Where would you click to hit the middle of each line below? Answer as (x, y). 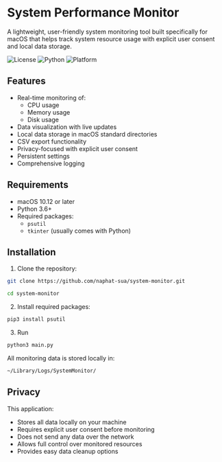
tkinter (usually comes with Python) (79, 231)
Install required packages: (53, 307)
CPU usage (43, 105)
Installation (32, 252)
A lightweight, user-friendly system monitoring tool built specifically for (107, 32)
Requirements (38, 185)
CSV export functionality (52, 141)
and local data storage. (39, 46)
